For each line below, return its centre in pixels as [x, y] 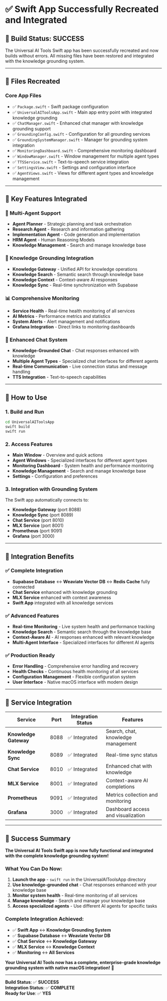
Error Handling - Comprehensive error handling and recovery [75, 666]
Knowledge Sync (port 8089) [43, 515]
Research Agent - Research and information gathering [68, 229]
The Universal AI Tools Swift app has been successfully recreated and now [82, 50]
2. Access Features [29, 444]
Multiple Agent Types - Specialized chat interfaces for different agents [85, 361]
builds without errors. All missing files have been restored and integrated [80, 56]
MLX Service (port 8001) [38, 525]
